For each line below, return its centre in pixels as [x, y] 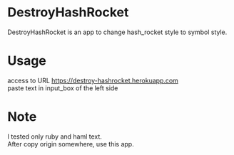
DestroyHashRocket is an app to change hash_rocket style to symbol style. [117, 32]
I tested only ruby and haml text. [55, 137]
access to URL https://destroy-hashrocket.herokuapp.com [93, 80]
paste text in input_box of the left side [63, 88]
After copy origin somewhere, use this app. [71, 144]
